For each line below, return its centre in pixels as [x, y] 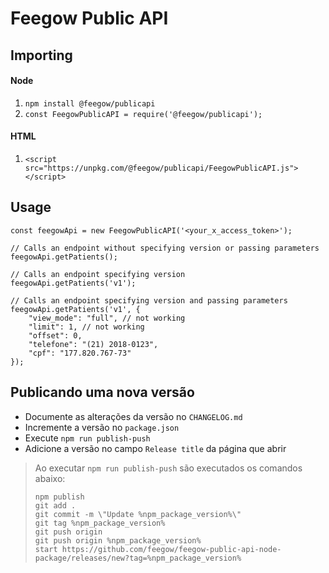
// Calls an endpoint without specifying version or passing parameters [165, 248]
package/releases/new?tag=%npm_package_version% [138, 558]
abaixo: [50, 478]
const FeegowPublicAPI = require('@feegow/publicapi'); [143, 114]
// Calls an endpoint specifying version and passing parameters [149, 300]
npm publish [59, 497]
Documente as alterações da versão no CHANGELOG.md [133, 416]
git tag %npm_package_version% [100, 523]
